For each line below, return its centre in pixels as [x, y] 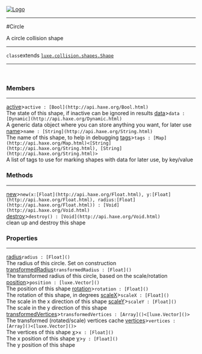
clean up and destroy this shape [46, 223]
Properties [22, 238]
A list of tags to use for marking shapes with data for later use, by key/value [100, 160]
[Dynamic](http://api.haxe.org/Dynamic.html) [64, 119]
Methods [20, 175]
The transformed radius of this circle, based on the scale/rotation [87, 275]
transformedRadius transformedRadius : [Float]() [69, 269]
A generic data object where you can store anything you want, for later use [99, 125]
